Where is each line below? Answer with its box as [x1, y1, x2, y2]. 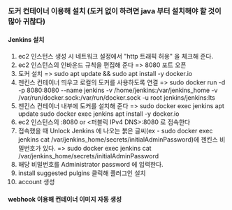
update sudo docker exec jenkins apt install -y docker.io [17, 110, 180, 118]
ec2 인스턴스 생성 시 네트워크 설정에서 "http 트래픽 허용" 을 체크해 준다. [17, 52, 214, 61]
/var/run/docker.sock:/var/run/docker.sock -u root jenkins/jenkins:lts [17, 93, 216, 102]
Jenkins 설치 [8, 35, 45, 43]
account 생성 [17, 178, 55, 186]
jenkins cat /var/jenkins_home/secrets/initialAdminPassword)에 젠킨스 [17, 135, 219, 144]
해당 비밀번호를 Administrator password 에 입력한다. [17, 160, 164, 169]
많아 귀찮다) [8, 16, 46, 26]
